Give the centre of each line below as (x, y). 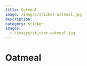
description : (19, 19)
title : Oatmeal (21, 10)
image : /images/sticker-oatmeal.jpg (43, 14)
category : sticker (24, 24)
